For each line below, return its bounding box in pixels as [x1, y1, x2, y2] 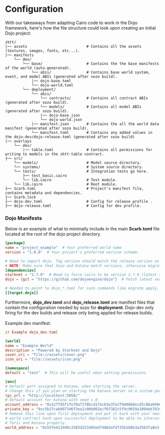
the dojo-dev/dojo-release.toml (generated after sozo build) [5, 134, 135, 139]
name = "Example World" [5, 343, 54, 348]
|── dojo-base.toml [31, 78, 71, 83]
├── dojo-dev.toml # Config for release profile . [5, 199, 153, 204]
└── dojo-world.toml [31, 83, 74, 88]
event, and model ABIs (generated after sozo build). [5, 74, 118, 79]
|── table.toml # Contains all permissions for [23, 147, 153, 152]
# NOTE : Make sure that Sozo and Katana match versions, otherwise [5, 263, 146, 268]
